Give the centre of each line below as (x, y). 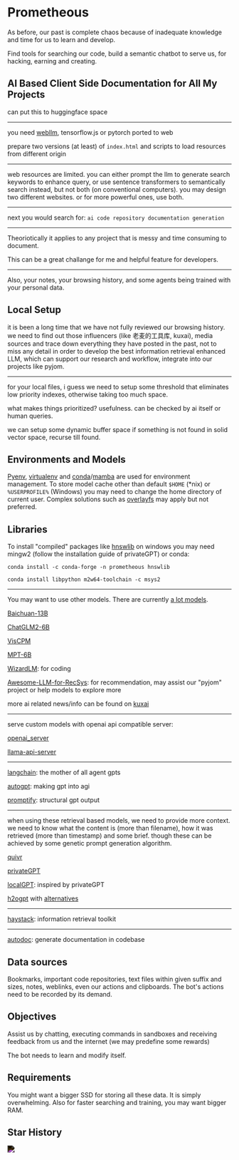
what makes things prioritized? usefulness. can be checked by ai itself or (114, 408)
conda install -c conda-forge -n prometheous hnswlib (89, 568)
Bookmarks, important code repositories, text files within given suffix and (115, 979)
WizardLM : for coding (39, 669)
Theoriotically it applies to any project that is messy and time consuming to (117, 238)
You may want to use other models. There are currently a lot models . (108, 600)
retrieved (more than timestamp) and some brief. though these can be (110, 836)
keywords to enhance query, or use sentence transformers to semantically (116, 182)
